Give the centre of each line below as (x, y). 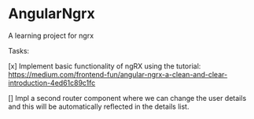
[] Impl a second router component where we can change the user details (127, 98)
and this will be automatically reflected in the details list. (99, 106)
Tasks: (19, 50)
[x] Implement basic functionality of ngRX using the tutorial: (105, 66)
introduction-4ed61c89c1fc (52, 83)
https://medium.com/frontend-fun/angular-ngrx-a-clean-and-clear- (118, 74)
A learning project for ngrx (51, 35)
